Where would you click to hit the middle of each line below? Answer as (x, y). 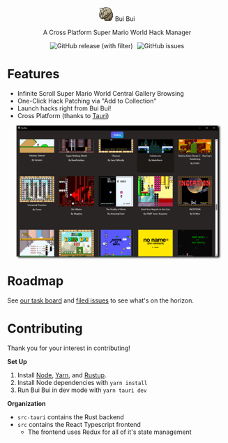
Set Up (17, 361)
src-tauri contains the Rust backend (70, 417)
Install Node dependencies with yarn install (82, 382)
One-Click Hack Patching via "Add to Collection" (87, 101)
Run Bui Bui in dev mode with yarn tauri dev (82, 390)
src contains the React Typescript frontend (79, 424)
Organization (26, 403)
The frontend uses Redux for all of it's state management (109, 432)
